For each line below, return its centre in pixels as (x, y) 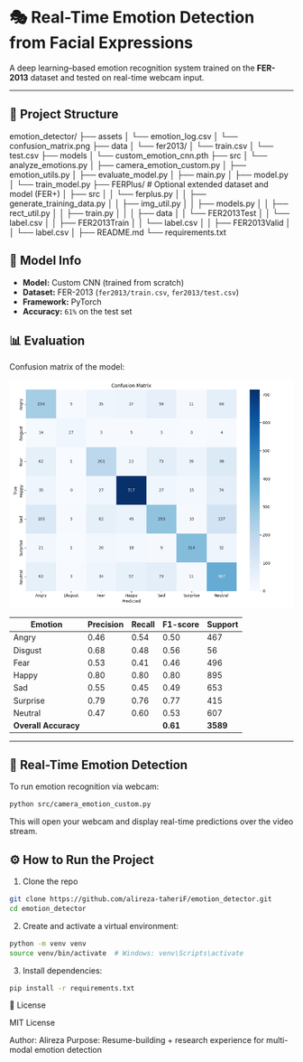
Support (223, 625)
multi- (277, 1040)
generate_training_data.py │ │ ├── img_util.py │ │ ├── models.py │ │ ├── (149, 203)
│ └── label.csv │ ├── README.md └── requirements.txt (118, 232)
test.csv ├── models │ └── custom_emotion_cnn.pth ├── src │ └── (138, 155)
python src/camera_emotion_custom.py (80, 804)
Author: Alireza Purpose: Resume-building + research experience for (137, 1040)
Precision (106, 625)
